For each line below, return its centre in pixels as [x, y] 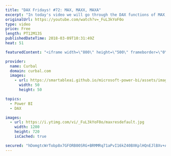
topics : [13, 99]
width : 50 [29, 85]
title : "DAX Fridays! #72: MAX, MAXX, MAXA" [53, 10]
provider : [16, 61]
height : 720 [27, 132]
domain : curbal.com [31, 71]
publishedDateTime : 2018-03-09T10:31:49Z [50, 39]
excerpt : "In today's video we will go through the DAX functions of [81, 15]
